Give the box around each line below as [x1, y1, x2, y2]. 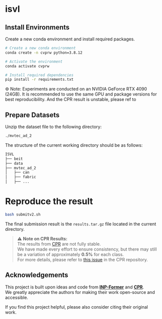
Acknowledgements [5, 271, 68, 279]
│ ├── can [5, 170, 30, 175]
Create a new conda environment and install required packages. [5, 36, 135, 42]
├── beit [5, 156, 23, 161]
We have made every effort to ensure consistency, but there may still [17, 246, 157, 252]
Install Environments [5, 23, 70, 32]
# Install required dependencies [5, 72, 74, 77]
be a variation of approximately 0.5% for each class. [17, 251, 124, 257]
